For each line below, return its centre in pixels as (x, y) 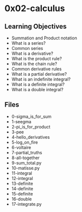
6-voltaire (21, 147)
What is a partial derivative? (39, 74)
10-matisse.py (25, 168)
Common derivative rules (36, 69)
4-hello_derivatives (31, 137)
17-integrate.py (27, 204)
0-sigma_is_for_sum (31, 116)
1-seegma (21, 121)
